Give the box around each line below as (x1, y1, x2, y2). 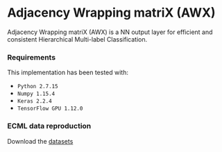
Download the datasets (7, 137, 74, 145)
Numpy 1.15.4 (17, 90, 55, 98)
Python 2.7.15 (17, 83, 58, 90)
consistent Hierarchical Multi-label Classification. (7, 35, 148, 43)
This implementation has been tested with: (7, 68, 129, 77)
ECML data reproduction (7, 121, 92, 131)
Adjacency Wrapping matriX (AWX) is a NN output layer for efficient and (7, 28, 213, 36)
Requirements (7, 52, 56, 62)
